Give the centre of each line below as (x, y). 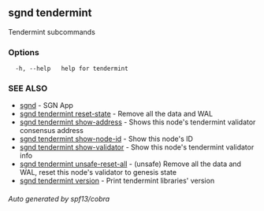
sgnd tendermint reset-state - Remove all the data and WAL (116, 114)
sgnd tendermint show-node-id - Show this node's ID (106, 139)
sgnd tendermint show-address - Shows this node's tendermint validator (138, 122)
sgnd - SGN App (46, 105)
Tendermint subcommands (52, 31)
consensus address (52, 131)
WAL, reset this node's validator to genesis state (98, 172)
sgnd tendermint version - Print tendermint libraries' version (117, 181)
